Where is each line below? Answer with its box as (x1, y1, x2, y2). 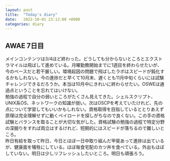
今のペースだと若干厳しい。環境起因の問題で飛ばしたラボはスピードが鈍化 (5, 69, 160, 75)
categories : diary (5, 21, 44, 27)
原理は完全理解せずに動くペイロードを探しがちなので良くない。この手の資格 (5, 113, 165, 119)
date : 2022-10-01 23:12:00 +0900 (5, 17, 80, 22)
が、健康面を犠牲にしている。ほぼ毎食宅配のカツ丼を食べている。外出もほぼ (5, 144, 164, 150)
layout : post (5, 7, 33, 13)
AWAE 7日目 (5, 41, 45, 50)
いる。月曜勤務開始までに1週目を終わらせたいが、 (58, 62, 162, 68)
